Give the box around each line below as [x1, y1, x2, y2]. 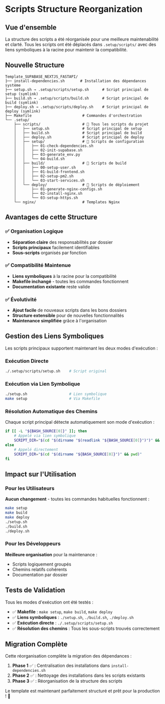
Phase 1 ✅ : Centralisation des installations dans [12, 662, 110, 668]
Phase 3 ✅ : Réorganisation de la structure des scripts [12, 678, 123, 684]
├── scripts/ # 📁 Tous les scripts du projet [14, 122, 149, 127]
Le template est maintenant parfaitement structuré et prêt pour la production [5, 688, 160, 694]
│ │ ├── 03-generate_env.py [14, 152, 80, 157]
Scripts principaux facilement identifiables [12, 244, 100, 250]
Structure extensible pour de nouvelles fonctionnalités [12, 312, 124, 318]
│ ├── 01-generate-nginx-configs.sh [14, 186, 102, 191]
